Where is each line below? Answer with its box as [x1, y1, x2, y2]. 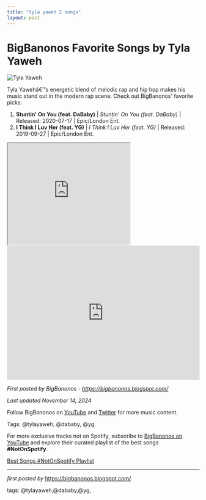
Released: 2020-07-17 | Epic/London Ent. [15, 117, 120, 125]
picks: [7, 99, 23, 106]
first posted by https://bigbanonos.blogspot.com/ [7, 475, 131, 482]
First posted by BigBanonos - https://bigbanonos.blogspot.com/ [7, 385, 169, 392]
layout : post [7, 15, 40, 21]
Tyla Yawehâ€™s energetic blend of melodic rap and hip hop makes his [7, 86, 186, 94]
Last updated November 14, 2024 [7, 397, 92, 404]
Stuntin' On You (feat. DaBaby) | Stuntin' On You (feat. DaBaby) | [15, 111, 182, 118]
